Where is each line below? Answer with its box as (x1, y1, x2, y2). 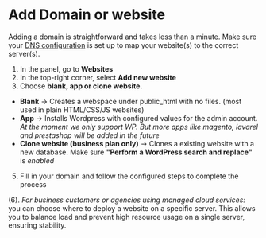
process (19, 179, 47, 189)
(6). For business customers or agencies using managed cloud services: (8, 195, 246, 205)
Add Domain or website (8, 6, 165, 24)
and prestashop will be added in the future (19, 130, 160, 140)
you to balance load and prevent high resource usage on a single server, (8, 212, 245, 221)
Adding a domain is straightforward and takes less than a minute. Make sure (8, 32, 256, 41)
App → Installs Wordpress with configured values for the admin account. (19, 113, 258, 123)
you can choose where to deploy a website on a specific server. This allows (8, 203, 256, 213)
